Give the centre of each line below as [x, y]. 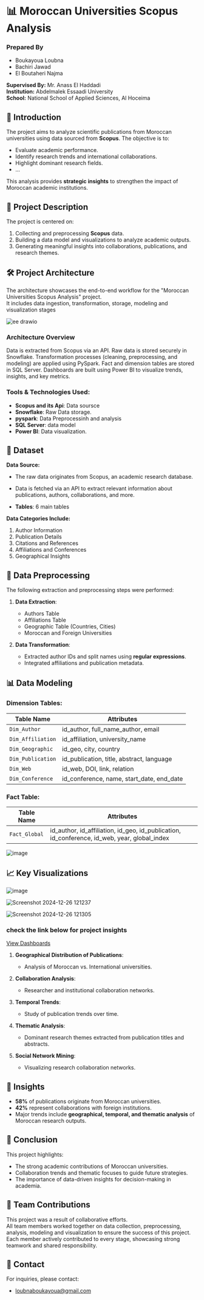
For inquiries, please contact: [42, 1279]
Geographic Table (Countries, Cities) [70, 627]
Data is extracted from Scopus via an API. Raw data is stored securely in [97, 350]
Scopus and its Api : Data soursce [57, 405]
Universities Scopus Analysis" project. [54, 297]
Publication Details [38, 537]
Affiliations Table [45, 620]
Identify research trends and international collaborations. [86, 157]
